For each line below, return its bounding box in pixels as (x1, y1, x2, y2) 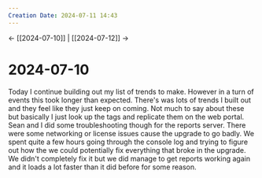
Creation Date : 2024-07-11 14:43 (8, 11, 118, 20)
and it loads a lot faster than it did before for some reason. (8, 162, 197, 172)
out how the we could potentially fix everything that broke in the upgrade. (8, 145, 246, 154)
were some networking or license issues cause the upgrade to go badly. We (8, 128, 254, 138)
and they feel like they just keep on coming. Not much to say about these (8, 103, 245, 113)
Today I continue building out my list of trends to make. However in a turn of (8, 87, 254, 96)
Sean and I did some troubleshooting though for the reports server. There (8, 120, 246, 130)
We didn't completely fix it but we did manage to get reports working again (8, 154, 250, 163)
